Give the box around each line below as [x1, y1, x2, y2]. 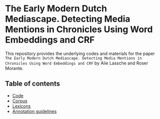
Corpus [12, 98, 28, 104]
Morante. [5, 65, 24, 71]
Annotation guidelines [12, 108, 57, 114]
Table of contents [5, 80, 60, 88]
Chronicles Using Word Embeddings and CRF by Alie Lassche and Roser [5, 60, 149, 66]
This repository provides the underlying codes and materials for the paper [5, 50, 155, 57]
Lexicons [12, 103, 31, 109]
